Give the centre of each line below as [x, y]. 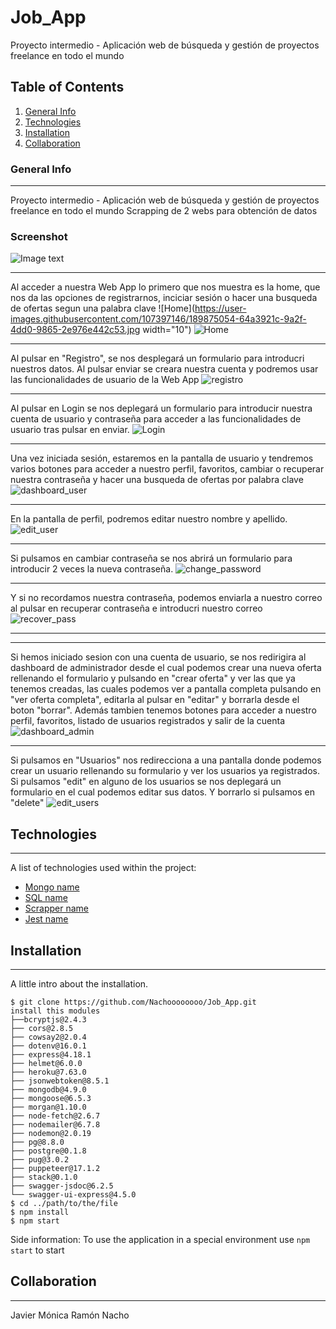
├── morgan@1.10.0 [48, 1107]
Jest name [46, 919]
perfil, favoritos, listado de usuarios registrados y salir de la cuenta [148, 721]
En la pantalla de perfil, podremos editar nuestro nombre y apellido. [149, 519]
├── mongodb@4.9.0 [48, 1089]
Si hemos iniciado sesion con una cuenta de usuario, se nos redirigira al [158, 657]
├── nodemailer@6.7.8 [55, 1124]
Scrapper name [56, 908]
